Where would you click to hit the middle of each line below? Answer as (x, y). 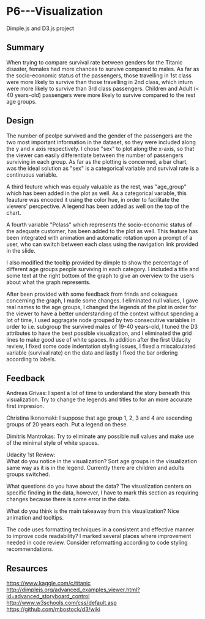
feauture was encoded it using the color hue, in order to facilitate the (93, 199)
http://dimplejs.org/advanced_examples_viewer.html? (73, 590)
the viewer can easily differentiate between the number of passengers (95, 155)
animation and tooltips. (35, 518)
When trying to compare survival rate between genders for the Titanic (95, 62)
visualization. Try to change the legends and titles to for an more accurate (99, 399)
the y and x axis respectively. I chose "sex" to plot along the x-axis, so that (100, 148)
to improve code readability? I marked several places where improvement (99, 536)
